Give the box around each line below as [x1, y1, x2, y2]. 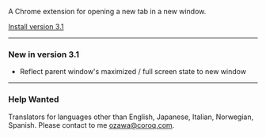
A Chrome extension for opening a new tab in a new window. [8, 7, 207, 16]
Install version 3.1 [8, 22, 64, 31]
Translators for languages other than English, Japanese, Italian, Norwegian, [8, 112, 254, 121]
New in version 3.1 [8, 49, 80, 60]
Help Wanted [8, 94, 59, 105]
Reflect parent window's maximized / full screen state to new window [19, 67, 247, 76]
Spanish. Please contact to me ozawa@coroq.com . [8, 120, 175, 129]
